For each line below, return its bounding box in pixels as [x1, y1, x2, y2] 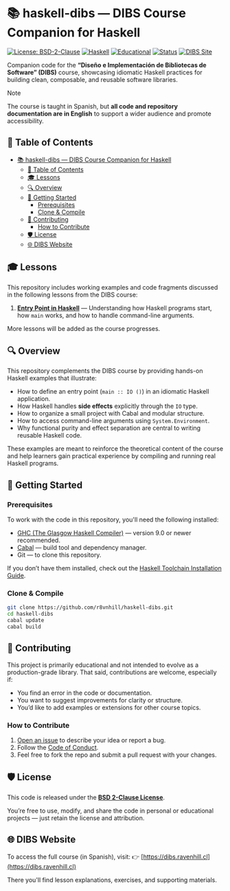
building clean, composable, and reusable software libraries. [7, 75, 179, 83]
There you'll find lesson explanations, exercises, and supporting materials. [7, 875, 218, 884]
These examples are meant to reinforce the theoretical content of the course [7, 444, 224, 453]
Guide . [7, 572, 26, 580]
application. [16, 395, 51, 403]
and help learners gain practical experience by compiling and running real [7, 452, 216, 460]
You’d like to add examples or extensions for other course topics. [16, 703, 201, 711]
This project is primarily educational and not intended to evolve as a [7, 661, 199, 669]
